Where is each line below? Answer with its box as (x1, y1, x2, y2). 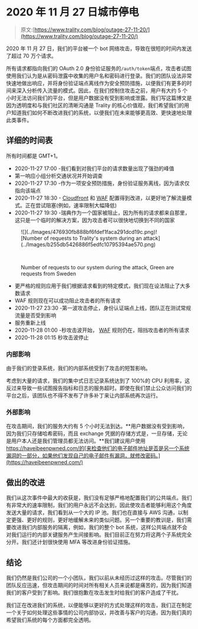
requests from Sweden (21, 270, 77, 277)
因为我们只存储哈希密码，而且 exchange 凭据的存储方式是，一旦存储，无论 (6, 430, 188, 437)
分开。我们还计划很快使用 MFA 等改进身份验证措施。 (6, 539, 134, 546)
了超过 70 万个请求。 (6, 52, 57, 59)
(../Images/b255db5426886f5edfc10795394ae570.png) (21, 240, 156, 248)
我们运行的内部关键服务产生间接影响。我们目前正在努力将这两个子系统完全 (11, 531, 192, 538)
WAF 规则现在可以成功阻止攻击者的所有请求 (14, 296, 121, 304)
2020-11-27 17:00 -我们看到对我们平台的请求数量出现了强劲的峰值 (14, 165, 174, 172)
